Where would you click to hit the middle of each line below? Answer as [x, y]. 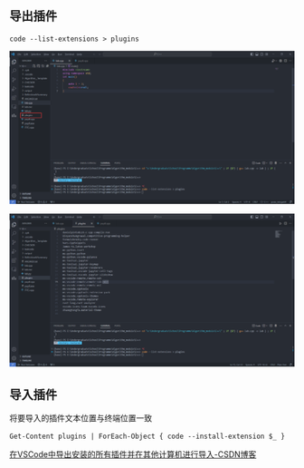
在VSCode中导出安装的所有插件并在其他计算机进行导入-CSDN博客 [133, 454]
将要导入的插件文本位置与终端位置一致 [81, 418]
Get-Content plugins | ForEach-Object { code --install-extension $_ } [147, 437]
